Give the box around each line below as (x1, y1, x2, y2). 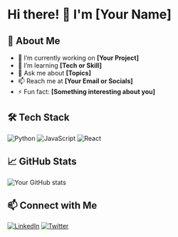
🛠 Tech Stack (7, 112, 70, 124)
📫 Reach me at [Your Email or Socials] (17, 77, 133, 85)
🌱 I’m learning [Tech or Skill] (17, 61, 102, 70)
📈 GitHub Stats (7, 156, 77, 168)
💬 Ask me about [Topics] (17, 69, 91, 77)
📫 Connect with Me (7, 199, 98, 212)
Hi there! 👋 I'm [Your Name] (7, 6, 172, 23)
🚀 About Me (7, 35, 61, 47)
